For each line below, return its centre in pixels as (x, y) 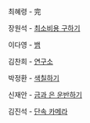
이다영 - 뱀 (24, 45)
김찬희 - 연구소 (31, 62)
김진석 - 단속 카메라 (38, 111)
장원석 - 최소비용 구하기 (44, 28)
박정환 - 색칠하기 (34, 78)
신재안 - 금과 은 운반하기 (45, 95)
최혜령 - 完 (25, 11)
